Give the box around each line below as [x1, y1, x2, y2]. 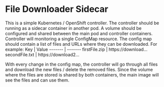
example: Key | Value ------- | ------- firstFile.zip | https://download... [5, 46, 148, 52]
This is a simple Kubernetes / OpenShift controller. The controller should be [5, 20, 160, 26]
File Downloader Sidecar [5, 3, 108, 15]
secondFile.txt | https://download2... [5, 51, 80, 58]
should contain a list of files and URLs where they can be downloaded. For [5, 41, 158, 47]
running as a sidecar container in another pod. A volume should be [5, 25, 142, 31]
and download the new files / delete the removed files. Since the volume [5, 66, 153, 73]
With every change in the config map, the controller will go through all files [5, 61, 158, 67]
